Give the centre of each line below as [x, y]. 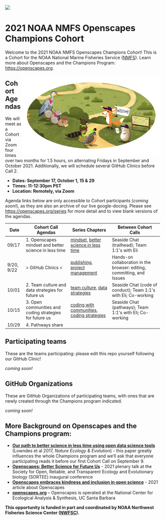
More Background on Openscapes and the [71, 426]
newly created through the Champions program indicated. [64, 401]
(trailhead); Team [129, 245]
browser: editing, [129, 267]
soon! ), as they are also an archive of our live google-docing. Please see [78, 206]
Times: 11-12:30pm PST [37, 186]
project [78, 267]
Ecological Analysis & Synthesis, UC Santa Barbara [64, 498]
